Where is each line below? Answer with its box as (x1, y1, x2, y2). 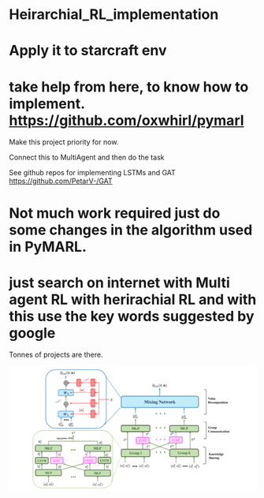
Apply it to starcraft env (9, 42, 167, 60)
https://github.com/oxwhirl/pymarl (9, 111, 244, 129)
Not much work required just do (9, 204, 221, 222)
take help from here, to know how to (9, 77, 249, 95)
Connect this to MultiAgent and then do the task (9, 152, 165, 163)
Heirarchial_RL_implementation (9, 6, 219, 24)
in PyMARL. (9, 238, 87, 256)
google (9, 324, 56, 342)
